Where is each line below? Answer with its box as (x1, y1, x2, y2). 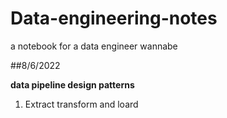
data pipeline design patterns (10, 78, 135, 91)
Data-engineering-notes (10, 7, 218, 30)
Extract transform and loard (24, 98, 139, 110)
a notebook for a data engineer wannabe (10, 40, 178, 52)
